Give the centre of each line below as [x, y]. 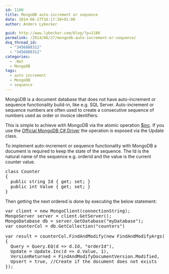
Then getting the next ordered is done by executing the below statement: [81, 201]
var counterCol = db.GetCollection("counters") [65, 226]
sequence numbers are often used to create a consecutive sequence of [80, 110]
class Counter [23, 171]
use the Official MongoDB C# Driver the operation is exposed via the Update [84, 130]
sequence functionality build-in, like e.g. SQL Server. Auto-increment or [80, 105]
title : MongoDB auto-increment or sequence [52, 15]
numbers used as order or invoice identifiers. [52, 115]
